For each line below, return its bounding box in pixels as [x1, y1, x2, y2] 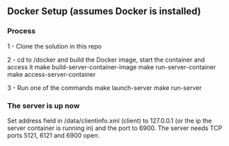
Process [7, 26, 36, 36]
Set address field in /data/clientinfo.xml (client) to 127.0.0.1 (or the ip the [7, 116, 212, 125]
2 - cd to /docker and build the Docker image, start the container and [7, 55, 205, 64]
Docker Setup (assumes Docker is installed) [7, 6, 201, 17]
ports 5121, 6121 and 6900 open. [7, 131, 100, 139]
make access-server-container [7, 70, 96, 78]
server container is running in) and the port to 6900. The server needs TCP [7, 124, 223, 132]
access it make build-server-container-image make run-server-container [7, 62, 216, 71]
